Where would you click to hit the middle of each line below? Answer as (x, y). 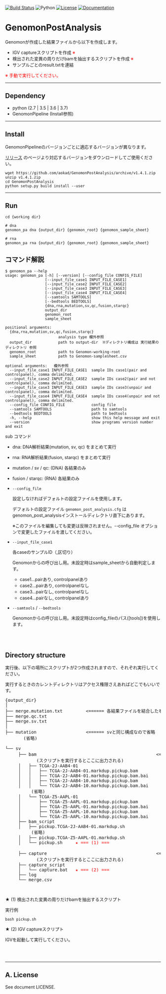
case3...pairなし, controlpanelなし (54, 592)
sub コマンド (18, 436)
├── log (27, 875)
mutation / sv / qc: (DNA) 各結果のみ (49, 468)
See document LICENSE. (30, 987)
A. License (22, 975)
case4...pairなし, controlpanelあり (54, 598)
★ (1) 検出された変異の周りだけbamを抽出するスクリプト (63, 899)
